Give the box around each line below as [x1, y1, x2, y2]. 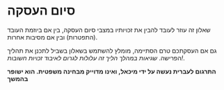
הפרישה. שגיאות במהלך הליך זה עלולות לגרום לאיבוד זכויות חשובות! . [7, 53, 186, 62]
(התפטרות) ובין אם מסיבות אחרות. [7, 33, 98, 41]
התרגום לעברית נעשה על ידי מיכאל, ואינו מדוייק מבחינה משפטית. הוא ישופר [7, 67, 217, 75]
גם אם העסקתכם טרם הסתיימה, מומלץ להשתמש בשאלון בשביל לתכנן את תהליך [7, 46, 217, 55]
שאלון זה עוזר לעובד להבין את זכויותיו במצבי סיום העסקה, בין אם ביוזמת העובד [7, 26, 211, 34]
